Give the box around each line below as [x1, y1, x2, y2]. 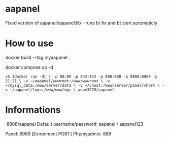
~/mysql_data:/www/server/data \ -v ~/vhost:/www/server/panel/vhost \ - [5, 83, 165, 88]
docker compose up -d [5, 64, 53, 70]
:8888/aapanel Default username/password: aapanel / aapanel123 [5, 121, 144, 127]
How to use [5, 38, 54, 49]
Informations [5, 104, 61, 116]
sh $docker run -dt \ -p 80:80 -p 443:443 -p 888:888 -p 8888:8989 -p [5, 74, 158, 79]
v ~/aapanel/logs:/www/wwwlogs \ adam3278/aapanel [5, 87, 115, 92]
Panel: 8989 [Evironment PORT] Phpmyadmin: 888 [5, 130, 112, 137]
